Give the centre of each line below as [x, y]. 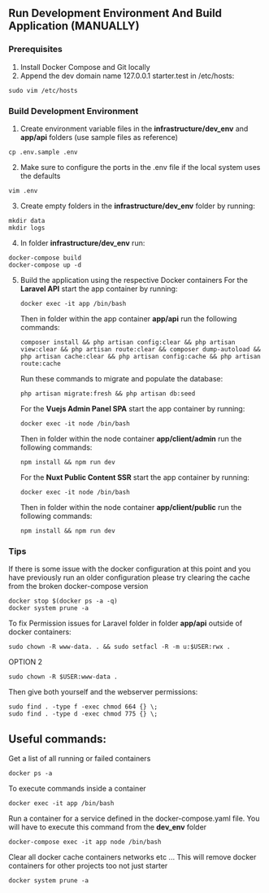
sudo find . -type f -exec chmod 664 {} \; [83, 707]
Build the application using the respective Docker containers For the [134, 280]
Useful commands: [58, 739]
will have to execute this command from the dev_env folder [108, 827]
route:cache [40, 364]
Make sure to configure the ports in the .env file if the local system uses [140, 167]
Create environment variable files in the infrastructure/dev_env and [134, 129]
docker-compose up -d [45, 265]
